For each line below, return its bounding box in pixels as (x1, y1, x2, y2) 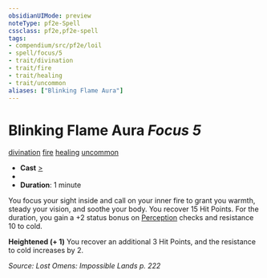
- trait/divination (8, 57, 74, 65)
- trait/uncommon (8, 79, 67, 87)
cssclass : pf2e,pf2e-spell (8, 27, 99, 35)
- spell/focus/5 (8, 49, 63, 57)
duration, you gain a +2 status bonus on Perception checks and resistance (8, 213, 254, 223)
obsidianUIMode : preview (8, 11, 91, 20)
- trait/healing (8, 72, 63, 80)
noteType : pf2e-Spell (8, 19, 81, 27)
